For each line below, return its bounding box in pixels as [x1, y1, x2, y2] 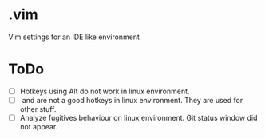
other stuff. [19, 105, 57, 113]
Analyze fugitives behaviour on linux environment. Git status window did [19, 113, 258, 122]
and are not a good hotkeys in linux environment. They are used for [22, 95, 243, 105]
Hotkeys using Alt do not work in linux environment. [19, 86, 190, 96]
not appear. [19, 122, 58, 132]
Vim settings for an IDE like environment [8, 32, 140, 42]
